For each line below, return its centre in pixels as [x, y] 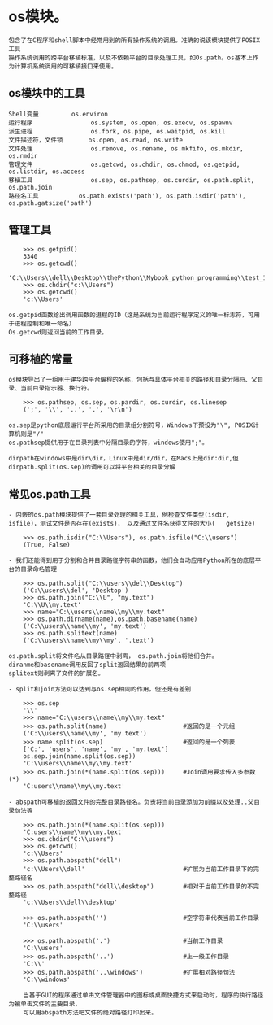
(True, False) [47, 545]
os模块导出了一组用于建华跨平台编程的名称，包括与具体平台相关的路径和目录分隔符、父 [133, 380]
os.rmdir [23, 155]
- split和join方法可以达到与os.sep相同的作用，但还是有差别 [100, 689]
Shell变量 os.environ [58, 114]
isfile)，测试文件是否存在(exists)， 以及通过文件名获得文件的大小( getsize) [132, 524]
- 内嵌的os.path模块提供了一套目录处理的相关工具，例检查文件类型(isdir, [119, 515]
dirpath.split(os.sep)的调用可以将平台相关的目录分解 [92, 467]
